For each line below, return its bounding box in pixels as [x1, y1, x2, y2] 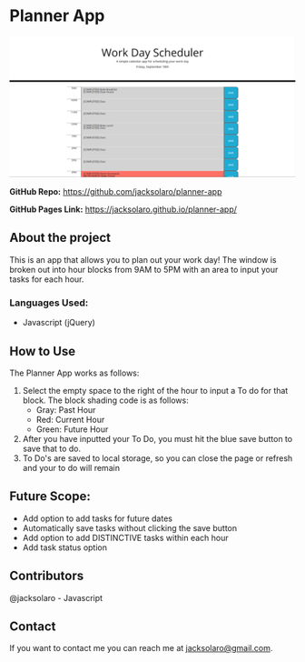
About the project [9, 230, 112, 246]
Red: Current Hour [35, 414, 105, 425]
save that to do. [22, 443, 82, 454]
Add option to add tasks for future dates [22, 513, 172, 524]
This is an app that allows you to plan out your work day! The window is [9, 254, 277, 265]
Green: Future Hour [35, 424, 109, 435]
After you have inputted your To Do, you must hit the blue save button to [22, 433, 293, 444]
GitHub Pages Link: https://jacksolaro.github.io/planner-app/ [9, 204, 238, 215]
